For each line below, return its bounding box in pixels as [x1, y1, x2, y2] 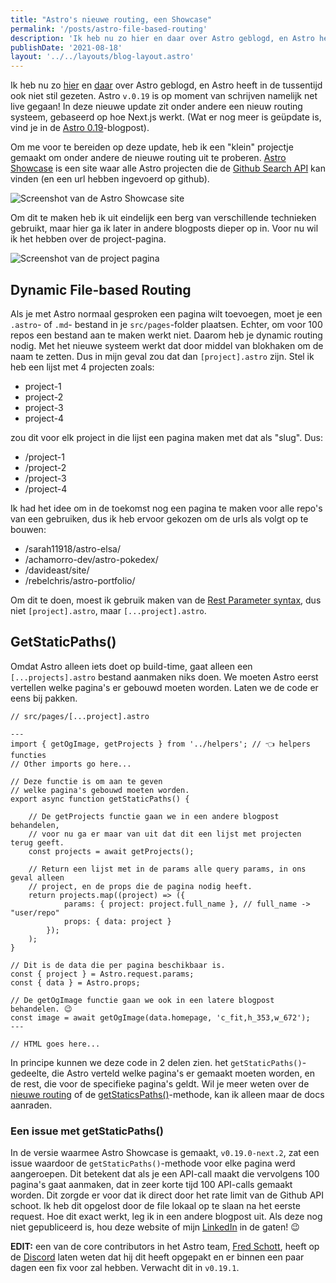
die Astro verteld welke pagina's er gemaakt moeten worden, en [51, 1067, 316, 1079]
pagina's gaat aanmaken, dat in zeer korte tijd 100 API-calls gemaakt [10, 1179, 293, 1191]
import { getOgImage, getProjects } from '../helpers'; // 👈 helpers [10, 739, 311, 749]
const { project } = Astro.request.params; [10, 969, 195, 979]
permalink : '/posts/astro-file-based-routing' [10, 24, 208, 34]
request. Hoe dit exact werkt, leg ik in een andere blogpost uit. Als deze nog [10, 1211, 323, 1223]
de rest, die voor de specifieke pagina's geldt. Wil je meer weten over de [10, 1077, 310, 1090]
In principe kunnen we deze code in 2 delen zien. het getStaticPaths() [10, 1056, 303, 1068]
